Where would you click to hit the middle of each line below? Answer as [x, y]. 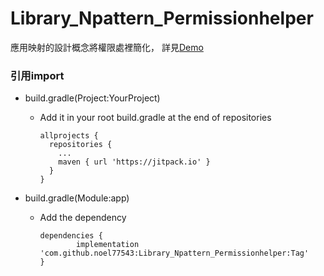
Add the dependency [83, 218]
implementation [107, 245]
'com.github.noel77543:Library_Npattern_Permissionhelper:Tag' [174, 253]
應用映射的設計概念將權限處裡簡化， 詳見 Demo [107, 47]
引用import [37, 75]
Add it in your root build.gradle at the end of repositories [155, 118]
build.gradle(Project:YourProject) [92, 98]
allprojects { [69, 136]
